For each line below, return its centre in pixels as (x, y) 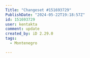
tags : (11, 39)
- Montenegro (24, 43)
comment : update (22, 29)
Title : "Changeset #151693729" (38, 10)
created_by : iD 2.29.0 (29, 34)
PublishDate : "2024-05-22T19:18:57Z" (45, 15)
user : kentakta (21, 24)
